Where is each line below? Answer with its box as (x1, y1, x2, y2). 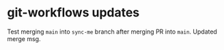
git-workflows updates (7, 5, 140, 21)
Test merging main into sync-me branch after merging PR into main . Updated (7, 27, 217, 36)
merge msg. (7, 34, 41, 42)
